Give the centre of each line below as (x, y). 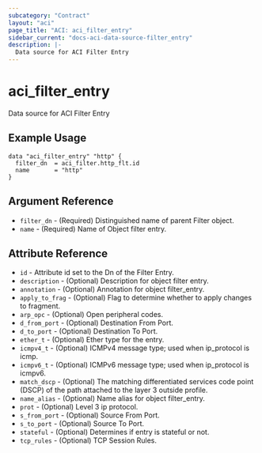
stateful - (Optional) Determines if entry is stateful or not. (114, 432)
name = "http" (49, 170)
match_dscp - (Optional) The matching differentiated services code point (137, 382)
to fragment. (40, 306)
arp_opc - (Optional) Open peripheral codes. (91, 315)
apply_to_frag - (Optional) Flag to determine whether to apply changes (135, 298)
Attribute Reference (58, 253)
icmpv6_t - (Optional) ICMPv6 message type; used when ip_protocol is (134, 365)
